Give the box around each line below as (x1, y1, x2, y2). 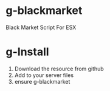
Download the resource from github (14, 65, 104, 72)
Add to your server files (14, 71, 74, 79)
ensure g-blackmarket (14, 78, 70, 85)
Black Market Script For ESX (5, 24, 77, 31)
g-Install (5, 45, 49, 59)
